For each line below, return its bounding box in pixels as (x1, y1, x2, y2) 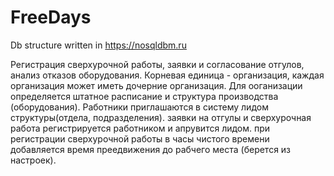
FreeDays (10, 6, 92, 29)
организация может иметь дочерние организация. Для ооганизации (10, 79, 303, 91)
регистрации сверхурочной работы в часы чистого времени (10, 132, 270, 145)
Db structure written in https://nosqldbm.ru (10, 39, 187, 51)
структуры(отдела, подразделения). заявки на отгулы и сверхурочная (10, 111, 312, 123)
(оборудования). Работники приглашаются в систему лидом (10, 101, 269, 113)
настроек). (10, 154, 57, 166)
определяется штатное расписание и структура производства (10, 90, 279, 102)
